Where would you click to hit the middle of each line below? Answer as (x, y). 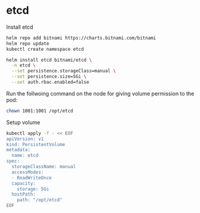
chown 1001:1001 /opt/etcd (40, 111)
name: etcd (25, 156)
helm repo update (28, 43)
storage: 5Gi (33, 189)
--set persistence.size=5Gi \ (49, 77)
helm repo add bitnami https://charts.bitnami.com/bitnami (81, 38)
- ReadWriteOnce (32, 178)
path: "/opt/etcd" (40, 200)
